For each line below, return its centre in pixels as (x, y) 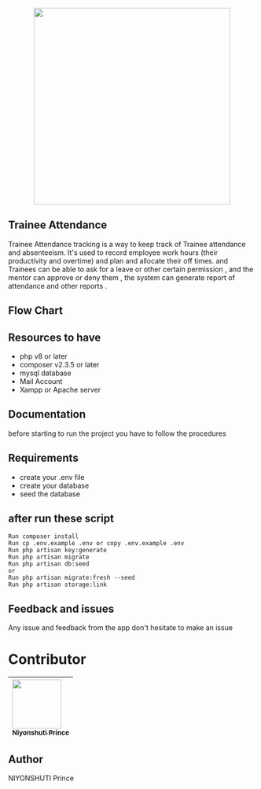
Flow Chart (35, 311)
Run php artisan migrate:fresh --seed (72, 578)
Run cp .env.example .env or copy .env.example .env (96, 544)
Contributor (47, 660)
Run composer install (44, 536)
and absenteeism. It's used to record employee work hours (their (113, 253)
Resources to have (55, 337)
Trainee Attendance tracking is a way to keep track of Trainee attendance (127, 244)
